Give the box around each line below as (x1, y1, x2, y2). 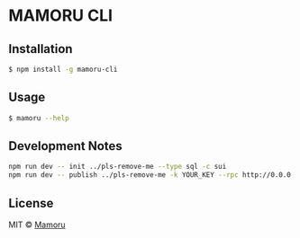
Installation (8, 41, 73, 57)
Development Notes (8, 138, 123, 154)
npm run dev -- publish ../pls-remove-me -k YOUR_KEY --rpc (8, 171, 240, 180)
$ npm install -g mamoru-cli (8, 65, 118, 74)
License (8, 195, 54, 211)
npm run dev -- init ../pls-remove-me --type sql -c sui (8, 163, 227, 172)
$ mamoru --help (8, 113, 69, 122)
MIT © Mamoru (8, 219, 66, 230)
